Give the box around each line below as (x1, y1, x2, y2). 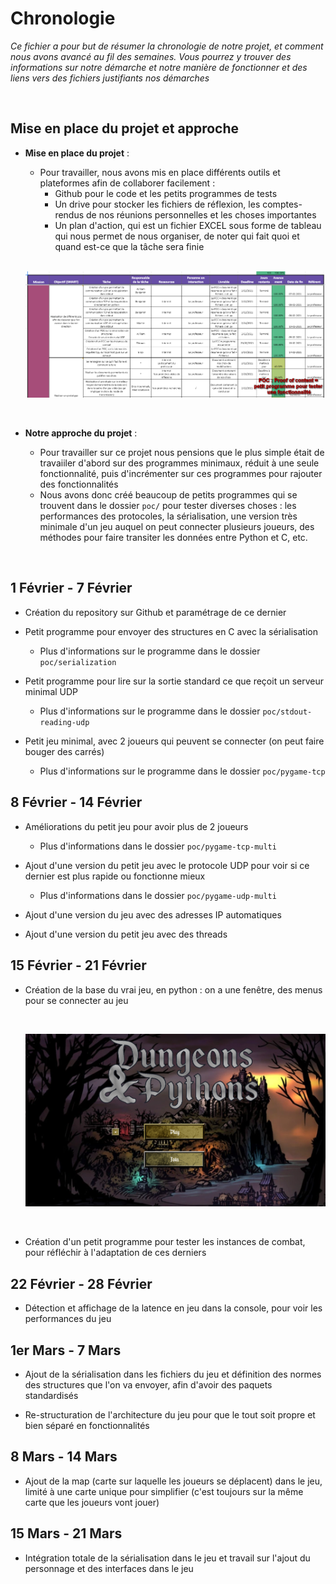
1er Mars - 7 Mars (10, 1342, 122, 1359)
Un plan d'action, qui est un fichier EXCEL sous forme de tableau (54, 219, 322, 231)
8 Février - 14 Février (10, 794, 143, 811)
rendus (54, 208, 85, 221)
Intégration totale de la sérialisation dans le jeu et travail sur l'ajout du (24, 1552, 311, 1564)
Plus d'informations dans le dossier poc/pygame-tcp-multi (39, 840, 277, 852)
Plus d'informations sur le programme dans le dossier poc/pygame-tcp (39, 765, 326, 777)
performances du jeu (24, 1313, 112, 1325)
